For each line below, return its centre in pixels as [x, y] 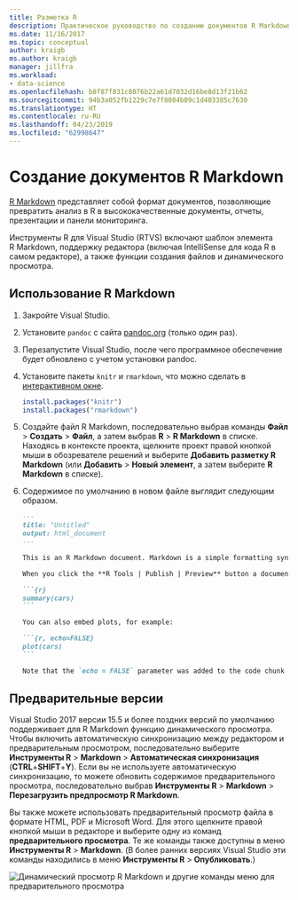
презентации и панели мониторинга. [78, 220]
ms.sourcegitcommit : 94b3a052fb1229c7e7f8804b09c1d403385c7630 [129, 100]
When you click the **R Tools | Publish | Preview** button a [139, 573]
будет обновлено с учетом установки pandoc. [109, 359]
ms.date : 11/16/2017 [47, 34]
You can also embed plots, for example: [98, 622]
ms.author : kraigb [43, 59]
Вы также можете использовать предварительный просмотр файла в [141, 812]
